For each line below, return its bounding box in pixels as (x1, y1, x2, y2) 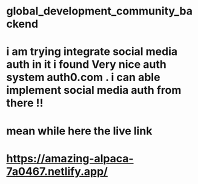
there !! (6, 96, 44, 110)
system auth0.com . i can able (6, 71, 160, 84)
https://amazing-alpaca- (6, 151, 134, 165)
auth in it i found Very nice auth (6, 57, 167, 71)
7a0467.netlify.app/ (6, 165, 108, 178)
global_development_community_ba (6, 4, 193, 18)
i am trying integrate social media (6, 45, 178, 59)
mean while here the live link (6, 124, 153, 137)
